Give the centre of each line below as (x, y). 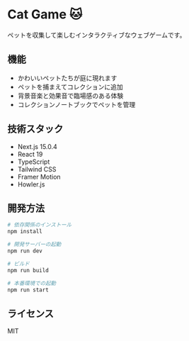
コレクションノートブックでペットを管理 (76, 104)
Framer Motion (39, 177)
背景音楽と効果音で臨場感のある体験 (70, 96)
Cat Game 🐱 (45, 15)
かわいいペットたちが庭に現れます (67, 78)
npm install (25, 232)
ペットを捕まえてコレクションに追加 (70, 86)
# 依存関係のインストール (40, 225)
